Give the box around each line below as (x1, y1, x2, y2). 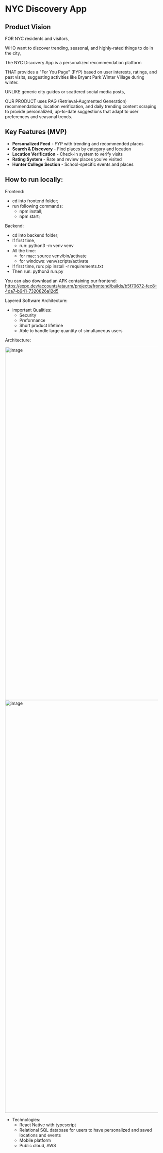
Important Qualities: (12, 307, 52, 313)
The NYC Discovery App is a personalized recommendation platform (5, 60, 142, 65)
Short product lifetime (19, 322, 63, 328)
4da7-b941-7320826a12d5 (5, 288, 59, 294)
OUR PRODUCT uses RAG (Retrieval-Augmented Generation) (5, 98, 127, 104)
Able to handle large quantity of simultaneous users (19, 327, 123, 334)
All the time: (12, 248, 36, 253)
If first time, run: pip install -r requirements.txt (12, 263, 103, 269)
